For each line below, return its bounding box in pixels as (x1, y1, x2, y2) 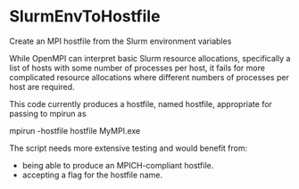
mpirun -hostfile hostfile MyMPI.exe (9, 125, 141, 136)
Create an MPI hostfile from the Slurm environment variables (9, 36, 232, 46)
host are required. (9, 81, 75, 92)
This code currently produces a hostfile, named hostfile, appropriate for (9, 98, 272, 109)
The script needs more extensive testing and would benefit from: (9, 143, 248, 153)
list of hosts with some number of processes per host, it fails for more (9, 62, 266, 73)
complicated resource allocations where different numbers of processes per (9, 71, 290, 82)
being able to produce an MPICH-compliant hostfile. (21, 160, 214, 170)
